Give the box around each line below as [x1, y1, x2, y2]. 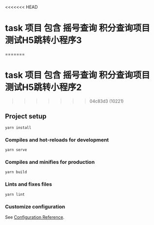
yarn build [5, 170, 27, 174]
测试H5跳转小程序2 [5, 82, 82, 93]
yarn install [5, 125, 32, 130]
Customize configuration [5, 203, 66, 210]
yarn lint [5, 192, 25, 197]
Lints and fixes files [5, 181, 52, 188]
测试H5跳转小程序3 [5, 35, 82, 46]
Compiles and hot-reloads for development [5, 136, 109, 143]
